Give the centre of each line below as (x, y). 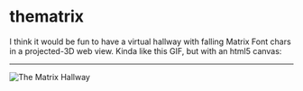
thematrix (46, 17)
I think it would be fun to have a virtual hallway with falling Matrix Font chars (150, 41)
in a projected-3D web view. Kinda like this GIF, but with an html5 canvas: (146, 50)
